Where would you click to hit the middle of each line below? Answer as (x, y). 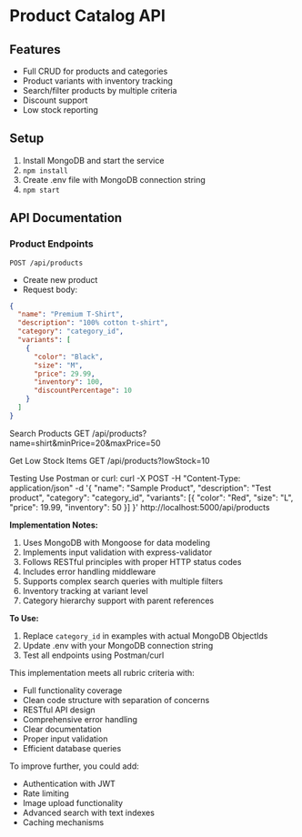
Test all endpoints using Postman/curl (93, 655)
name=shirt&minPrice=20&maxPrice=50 (85, 443)
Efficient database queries (72, 748)
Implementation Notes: (54, 525)
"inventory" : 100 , (68, 382)
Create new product (60, 279)
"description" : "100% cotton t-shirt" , (93, 323)
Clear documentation (62, 729)
